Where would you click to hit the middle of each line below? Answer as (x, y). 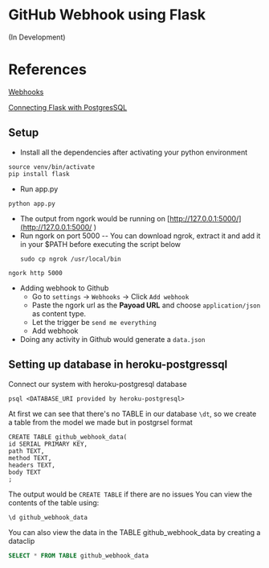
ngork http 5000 (35, 273)
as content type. (59, 313)
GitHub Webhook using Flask (107, 15)
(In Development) (37, 37)
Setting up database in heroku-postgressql (118, 365)
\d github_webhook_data (48, 517)
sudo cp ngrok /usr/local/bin (71, 259)
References (47, 70)
